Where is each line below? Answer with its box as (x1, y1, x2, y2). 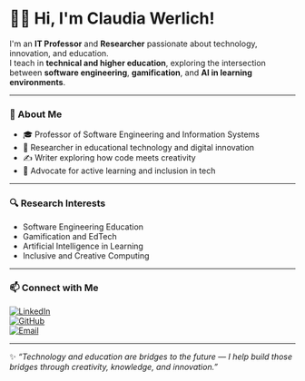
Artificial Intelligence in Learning (22, 240, 143, 251)
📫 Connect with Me (9, 281, 99, 294)
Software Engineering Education (22, 221, 143, 232)
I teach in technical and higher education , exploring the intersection (9, 57, 266, 68)
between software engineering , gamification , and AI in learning (9, 67, 252, 78)
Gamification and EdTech (22, 230, 117, 241)
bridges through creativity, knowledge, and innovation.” (9, 361, 218, 372)
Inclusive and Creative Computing (22, 249, 150, 261)
